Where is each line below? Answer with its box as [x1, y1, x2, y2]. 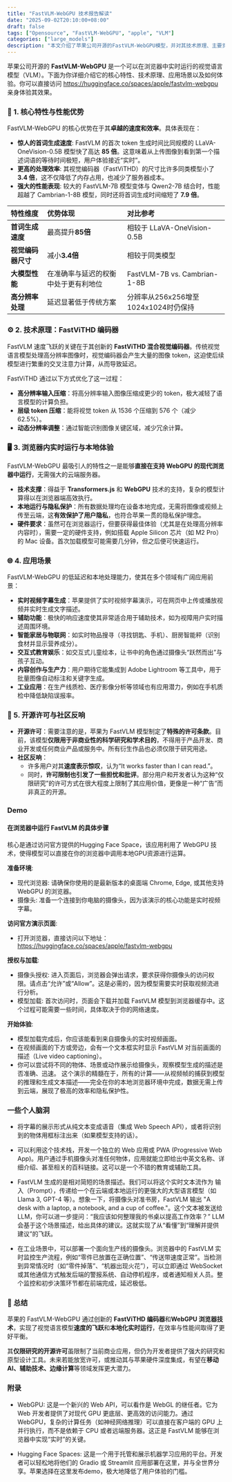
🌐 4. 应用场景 [7, 556, 52, 565]
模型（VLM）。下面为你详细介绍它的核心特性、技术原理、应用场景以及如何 [7, 71, 217, 79]
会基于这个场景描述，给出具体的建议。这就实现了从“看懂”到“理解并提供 [17, 1220, 220, 1229]
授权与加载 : [7, 955, 40, 964]
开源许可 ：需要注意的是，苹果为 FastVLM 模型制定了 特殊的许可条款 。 [17, 727, 215, 735]
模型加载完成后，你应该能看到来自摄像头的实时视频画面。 [17, 1034, 181, 1043]
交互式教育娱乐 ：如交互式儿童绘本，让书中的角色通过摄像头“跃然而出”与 [17, 648, 223, 657]
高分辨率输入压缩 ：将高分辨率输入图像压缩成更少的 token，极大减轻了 [17, 389, 217, 397]
